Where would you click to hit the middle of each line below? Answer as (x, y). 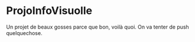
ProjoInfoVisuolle (49, 11)
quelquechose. (24, 33)
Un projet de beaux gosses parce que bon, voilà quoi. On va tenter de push (97, 27)
